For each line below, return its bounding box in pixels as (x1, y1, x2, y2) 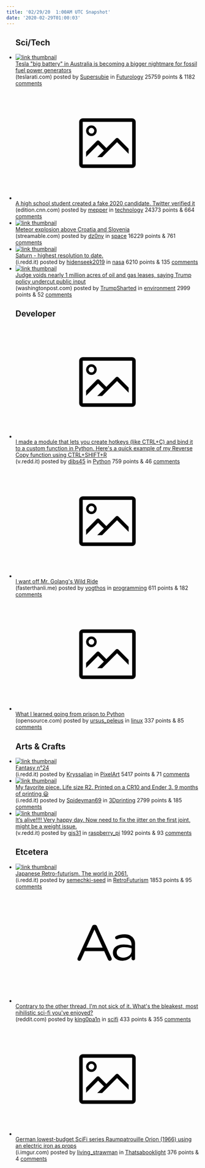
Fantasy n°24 (15, 764, 50, 771)
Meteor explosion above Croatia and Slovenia (15, 225, 130, 233)
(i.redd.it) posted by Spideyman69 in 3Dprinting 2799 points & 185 (15, 796, 182, 804)
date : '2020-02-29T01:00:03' (6, 15, 81, 21)
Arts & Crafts (15, 741, 66, 751)
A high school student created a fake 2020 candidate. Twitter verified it (15, 199, 195, 207)
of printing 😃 (15, 790, 49, 797)
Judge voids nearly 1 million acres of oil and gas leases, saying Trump (15, 271, 192, 279)
